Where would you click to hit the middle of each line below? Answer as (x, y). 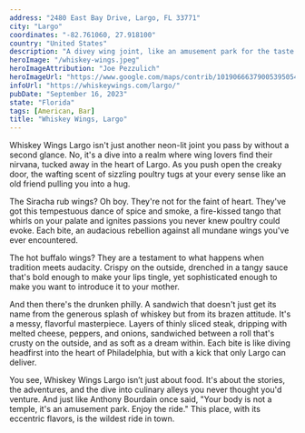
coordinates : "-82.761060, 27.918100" (83, 35)
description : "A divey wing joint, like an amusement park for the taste (152, 52)
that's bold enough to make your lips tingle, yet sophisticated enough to (143, 277)
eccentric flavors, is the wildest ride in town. (92, 418)
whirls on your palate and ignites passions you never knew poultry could (145, 221)
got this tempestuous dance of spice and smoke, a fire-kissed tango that (145, 211)
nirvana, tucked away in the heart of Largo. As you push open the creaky (146, 165)
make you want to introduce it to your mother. (94, 287)
